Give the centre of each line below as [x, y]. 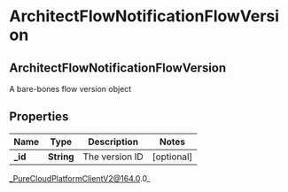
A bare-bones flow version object [70, 89]
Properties [39, 117]
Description [113, 142]
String [61, 157]
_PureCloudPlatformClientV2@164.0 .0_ [80, 178]
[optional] [172, 157]
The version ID [113, 157]
